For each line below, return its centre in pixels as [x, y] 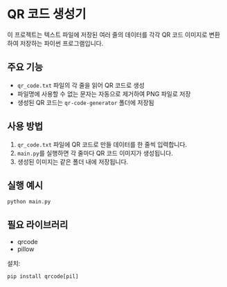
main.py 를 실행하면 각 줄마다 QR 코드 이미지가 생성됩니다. [95, 153]
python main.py [29, 202]
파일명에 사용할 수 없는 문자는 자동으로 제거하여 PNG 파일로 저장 [104, 93]
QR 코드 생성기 [47, 14]
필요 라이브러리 [38, 224]
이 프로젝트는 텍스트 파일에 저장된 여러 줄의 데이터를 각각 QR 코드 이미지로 [107, 35]
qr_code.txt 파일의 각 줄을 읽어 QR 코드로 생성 [81, 85]
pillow [26, 249]
